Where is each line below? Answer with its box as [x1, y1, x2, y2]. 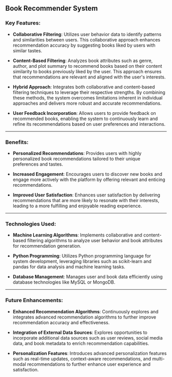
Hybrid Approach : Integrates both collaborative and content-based [12, 84, 155, 90]
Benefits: [5, 138, 29, 146]
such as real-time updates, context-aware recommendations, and [12, 355, 152, 362]
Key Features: [5, 19, 41, 27]
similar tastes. [12, 47, 42, 53]
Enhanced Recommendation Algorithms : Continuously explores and [12, 308, 159, 314]
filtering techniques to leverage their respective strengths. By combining [12, 89, 165, 95]
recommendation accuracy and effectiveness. [12, 319, 110, 325]
